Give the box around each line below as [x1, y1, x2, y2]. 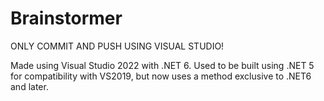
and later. [10, 80, 49, 92]
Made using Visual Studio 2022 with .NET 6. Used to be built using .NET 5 [10, 59, 315, 71]
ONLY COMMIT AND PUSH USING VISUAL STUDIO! [10, 40, 225, 52]
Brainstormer [10, 7, 123, 30]
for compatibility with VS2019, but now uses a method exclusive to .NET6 [10, 70, 312, 82]
